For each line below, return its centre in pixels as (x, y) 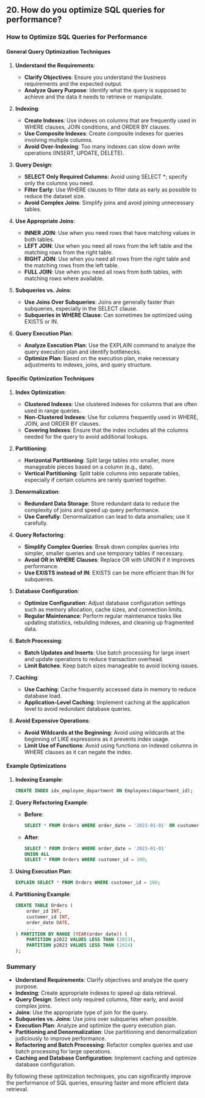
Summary (21, 966)
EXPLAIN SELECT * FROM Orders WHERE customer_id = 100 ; (88, 883)
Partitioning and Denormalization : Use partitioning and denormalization (106, 1032)
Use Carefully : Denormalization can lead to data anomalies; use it (107, 516)
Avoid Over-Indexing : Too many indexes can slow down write (102, 146)
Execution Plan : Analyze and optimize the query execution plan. (96, 1026)
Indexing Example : (39, 779)
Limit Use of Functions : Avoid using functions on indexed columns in (111, 745)
